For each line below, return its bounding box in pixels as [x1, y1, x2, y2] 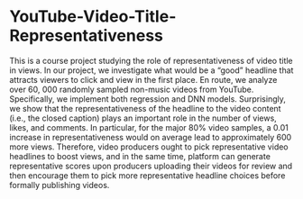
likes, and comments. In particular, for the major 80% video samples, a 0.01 [9, 122, 289, 132]
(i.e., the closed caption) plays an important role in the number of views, [9, 113, 277, 123]
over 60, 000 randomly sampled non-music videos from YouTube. [9, 84, 254, 95]
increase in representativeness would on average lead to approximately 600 [9, 131, 292, 142]
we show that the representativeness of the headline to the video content [9, 103, 281, 113]
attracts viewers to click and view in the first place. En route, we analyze [9, 74, 278, 85]
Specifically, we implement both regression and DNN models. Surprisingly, [9, 93, 286, 104]
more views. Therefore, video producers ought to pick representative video [9, 141, 289, 152]
